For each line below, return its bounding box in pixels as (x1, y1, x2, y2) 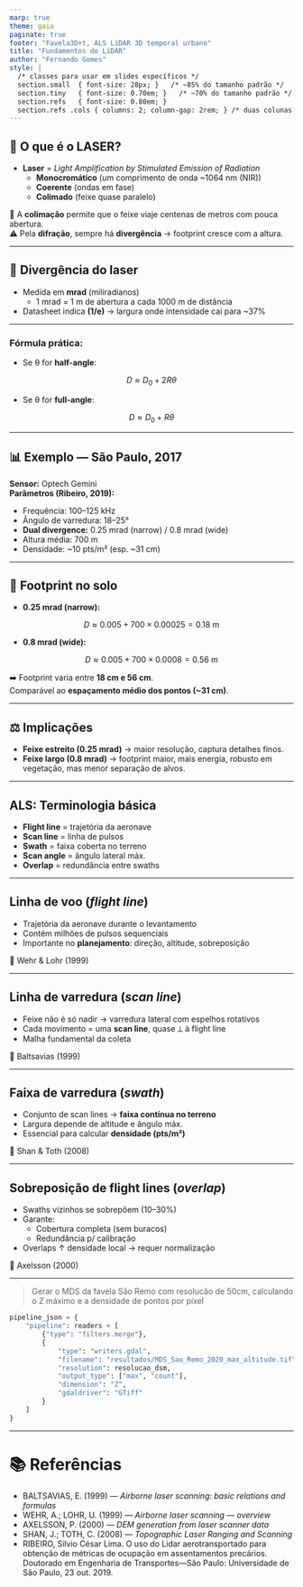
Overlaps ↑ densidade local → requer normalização (22, 1243, 216, 1253)
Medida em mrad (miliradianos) (22, 286, 140, 298)
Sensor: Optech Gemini (9, 478, 97, 489)
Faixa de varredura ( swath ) (9, 1086, 165, 1101)
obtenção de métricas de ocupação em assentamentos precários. (22, 1547, 268, 1558)
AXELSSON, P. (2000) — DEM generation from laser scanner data (22, 1518, 269, 1529)
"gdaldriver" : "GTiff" (57, 1389, 143, 1398)
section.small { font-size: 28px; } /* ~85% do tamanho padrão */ (17, 80, 284, 89)
